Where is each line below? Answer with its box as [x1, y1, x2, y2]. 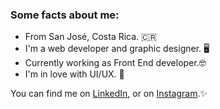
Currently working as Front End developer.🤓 [24, 57, 207, 69]
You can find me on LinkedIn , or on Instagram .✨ [10, 88, 208, 100]
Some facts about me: [10, 8, 120, 22]
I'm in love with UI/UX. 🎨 [24, 68, 125, 80]
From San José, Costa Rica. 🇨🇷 [24, 31, 157, 43]
